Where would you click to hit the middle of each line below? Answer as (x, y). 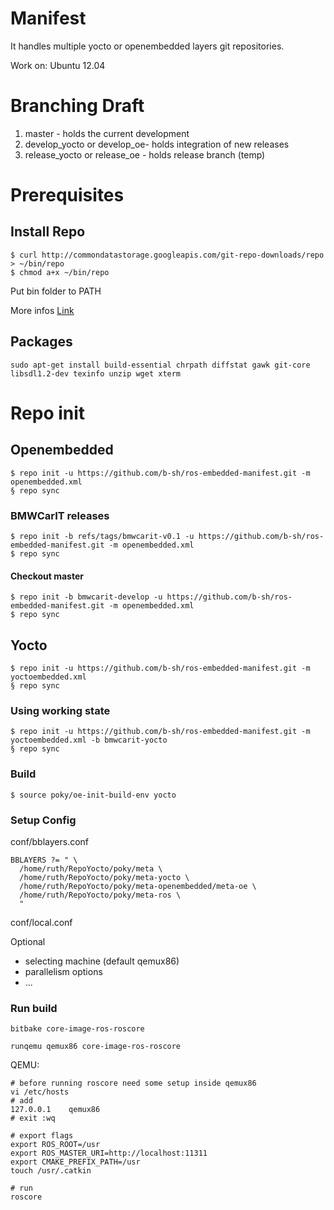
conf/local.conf (41, 922)
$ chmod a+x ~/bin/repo (60, 272)
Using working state (60, 710)
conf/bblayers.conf (49, 841)
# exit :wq (33, 1118)
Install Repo (48, 232)
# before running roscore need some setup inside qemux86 (133, 1083)
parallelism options (63, 971)
